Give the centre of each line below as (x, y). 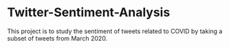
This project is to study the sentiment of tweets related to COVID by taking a (115, 31)
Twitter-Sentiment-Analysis (89, 13)
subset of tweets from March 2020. (57, 38)
